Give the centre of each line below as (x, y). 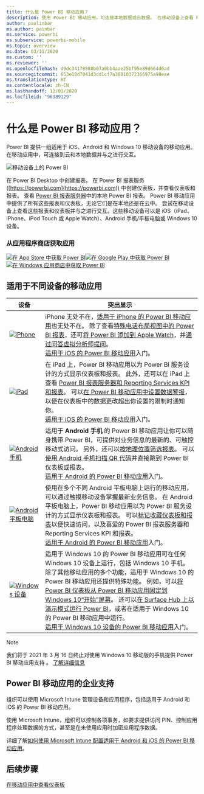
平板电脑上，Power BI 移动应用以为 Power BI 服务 (116, 506)
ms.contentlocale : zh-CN (38, 86)
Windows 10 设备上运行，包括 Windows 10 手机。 (117, 563)
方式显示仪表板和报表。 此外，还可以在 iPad (120, 374)
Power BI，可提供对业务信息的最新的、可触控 (129, 440)
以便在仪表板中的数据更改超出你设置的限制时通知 (115, 401)
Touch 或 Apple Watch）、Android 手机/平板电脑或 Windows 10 (119, 218)
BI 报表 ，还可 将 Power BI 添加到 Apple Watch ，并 (116, 335)
